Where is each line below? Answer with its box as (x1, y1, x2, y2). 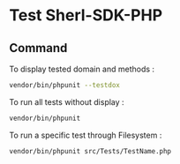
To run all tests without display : (9, 96, 125, 107)
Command (9, 41, 68, 56)
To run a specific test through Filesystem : (9, 130, 162, 140)
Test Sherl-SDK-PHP (9, 5, 163, 26)
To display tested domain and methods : (9, 63, 155, 74)
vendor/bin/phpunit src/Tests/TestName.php (9, 146, 172, 155)
